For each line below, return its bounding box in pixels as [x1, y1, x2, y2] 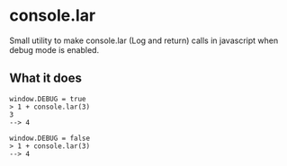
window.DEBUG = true [9, 94, 87, 103]
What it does [9, 71, 83, 86]
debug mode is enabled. [9, 44, 100, 55]
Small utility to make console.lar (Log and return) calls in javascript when [9, 35, 279, 46]
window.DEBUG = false [9, 134, 91, 143]
